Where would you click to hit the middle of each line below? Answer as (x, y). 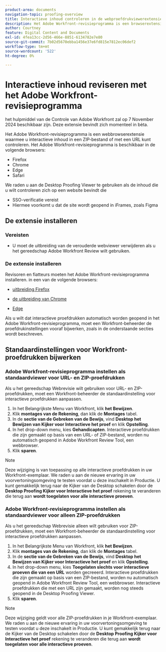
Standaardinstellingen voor (48, 350)
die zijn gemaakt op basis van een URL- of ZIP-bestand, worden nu (81, 435)
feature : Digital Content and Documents (47, 33)
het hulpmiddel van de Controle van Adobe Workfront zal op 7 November (80, 119)
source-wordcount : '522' (31, 51)
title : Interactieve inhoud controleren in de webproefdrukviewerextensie (84, 19)
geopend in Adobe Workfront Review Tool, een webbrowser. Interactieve (86, 583)
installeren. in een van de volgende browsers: (51, 280)
